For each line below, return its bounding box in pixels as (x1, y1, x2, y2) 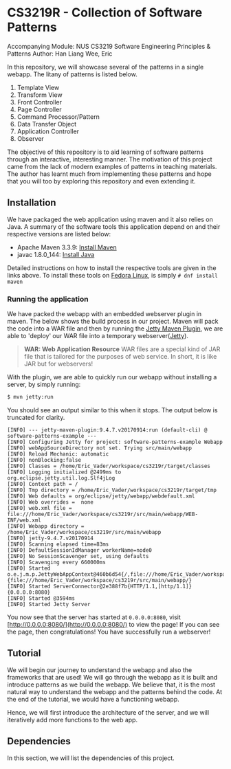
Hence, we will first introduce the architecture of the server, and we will (7, 708, 210, 716)
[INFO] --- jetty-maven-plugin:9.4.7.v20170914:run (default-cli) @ (7, 426, 208, 434)
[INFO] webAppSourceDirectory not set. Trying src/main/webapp (7, 445, 192, 452)
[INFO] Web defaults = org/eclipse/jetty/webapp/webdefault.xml (7, 493, 195, 500)
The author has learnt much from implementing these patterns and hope (7, 170, 212, 178)
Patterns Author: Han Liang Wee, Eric (7, 49, 113, 58)
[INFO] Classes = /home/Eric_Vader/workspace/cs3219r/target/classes (7, 462, 211, 469)
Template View (16, 83, 60, 91)
